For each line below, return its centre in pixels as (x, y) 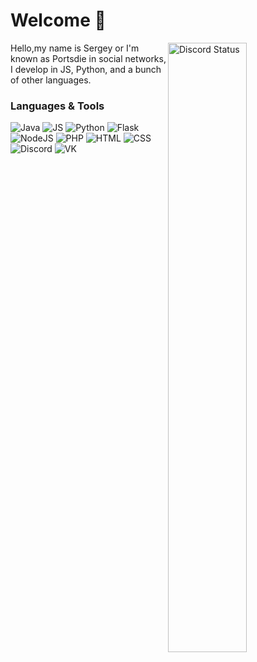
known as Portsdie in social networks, (88, 58)
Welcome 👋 (58, 20)
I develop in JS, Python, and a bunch (86, 69)
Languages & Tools (57, 106)
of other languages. (51, 80)
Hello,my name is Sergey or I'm (75, 48)
